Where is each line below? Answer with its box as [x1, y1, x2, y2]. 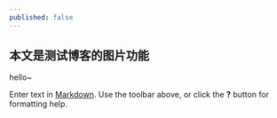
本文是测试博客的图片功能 [9, 48, 149, 63]
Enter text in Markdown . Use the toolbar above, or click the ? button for [9, 90, 269, 100]
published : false [9, 12, 74, 22]
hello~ [9, 72, 33, 83]
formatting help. [9, 98, 68, 109]
